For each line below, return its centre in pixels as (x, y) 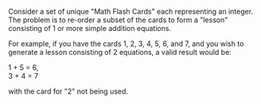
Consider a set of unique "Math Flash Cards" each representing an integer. (130, 12)
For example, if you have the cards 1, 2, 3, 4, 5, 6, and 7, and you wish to (126, 44)
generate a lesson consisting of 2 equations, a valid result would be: (120, 52)
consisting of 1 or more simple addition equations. (90, 28)
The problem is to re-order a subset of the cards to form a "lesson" (118, 20)
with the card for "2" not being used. (68, 91)
